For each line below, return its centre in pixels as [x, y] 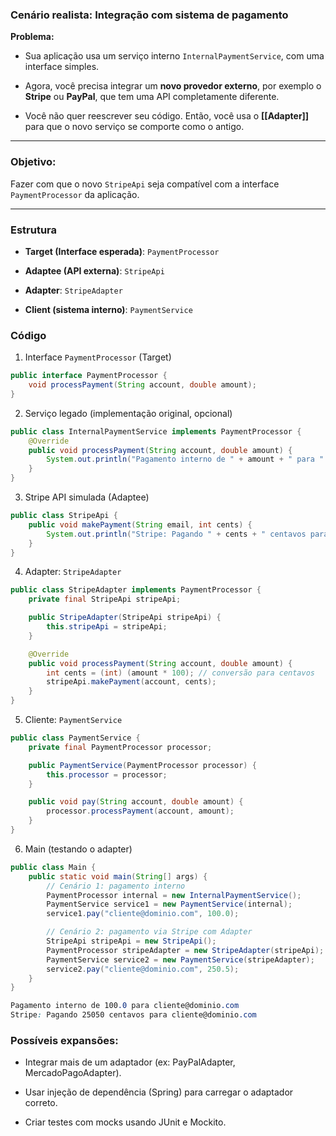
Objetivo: [33, 162]
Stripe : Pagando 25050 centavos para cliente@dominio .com [133, 1015]
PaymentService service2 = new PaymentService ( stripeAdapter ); [180, 959]
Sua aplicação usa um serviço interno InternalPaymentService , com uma [174, 56]
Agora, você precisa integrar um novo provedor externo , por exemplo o [173, 86]
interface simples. [62, 67]
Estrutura [34, 230]
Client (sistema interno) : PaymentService [108, 309]
